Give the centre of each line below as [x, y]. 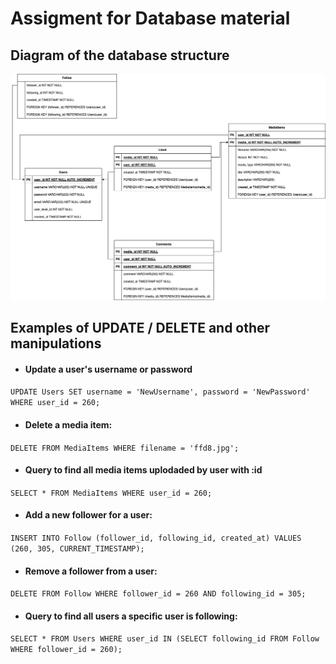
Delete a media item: [68, 424]
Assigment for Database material [150, 18]
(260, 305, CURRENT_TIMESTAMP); [77, 548]
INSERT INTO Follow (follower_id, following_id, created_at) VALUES [156, 538]
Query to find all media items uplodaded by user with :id [143, 470]
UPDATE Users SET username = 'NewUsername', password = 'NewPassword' [160, 392]
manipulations [56, 343]
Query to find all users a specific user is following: [131, 616]
